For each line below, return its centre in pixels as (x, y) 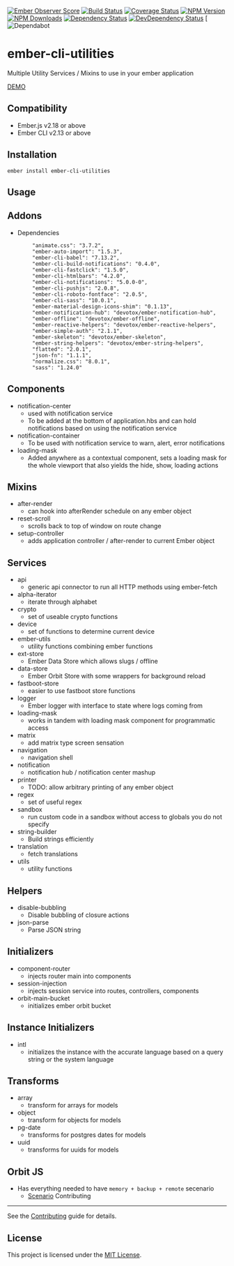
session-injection (42, 983)
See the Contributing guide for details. (62, 1216)
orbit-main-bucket (44, 998)
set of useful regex (55, 802)
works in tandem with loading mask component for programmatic (122, 721)
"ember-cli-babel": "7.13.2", (76, 258)
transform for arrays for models (73, 1105)
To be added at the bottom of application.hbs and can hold (112, 420)
